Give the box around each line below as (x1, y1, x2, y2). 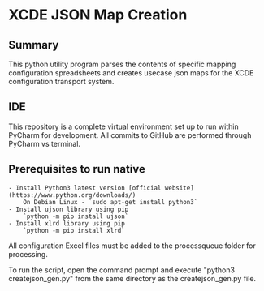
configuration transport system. (8, 77, 115, 86)
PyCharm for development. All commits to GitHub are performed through (8, 130, 252, 139)
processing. (8, 249, 49, 259)
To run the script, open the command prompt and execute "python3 (8, 265, 236, 275)
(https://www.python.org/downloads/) (8, 190, 136, 199)
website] (164, 184, 195, 192)
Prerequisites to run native (8, 162, 146, 176)
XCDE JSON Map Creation (8, 6, 188, 24)
